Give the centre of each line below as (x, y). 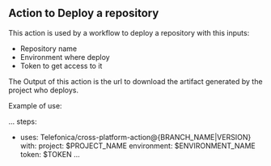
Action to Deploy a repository (84, 13)
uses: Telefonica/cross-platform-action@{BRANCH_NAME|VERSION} (135, 137)
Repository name (49, 49)
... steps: (23, 121)
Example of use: (35, 105)
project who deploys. (44, 90)
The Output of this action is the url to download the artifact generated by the (135, 81)
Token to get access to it (61, 66)
